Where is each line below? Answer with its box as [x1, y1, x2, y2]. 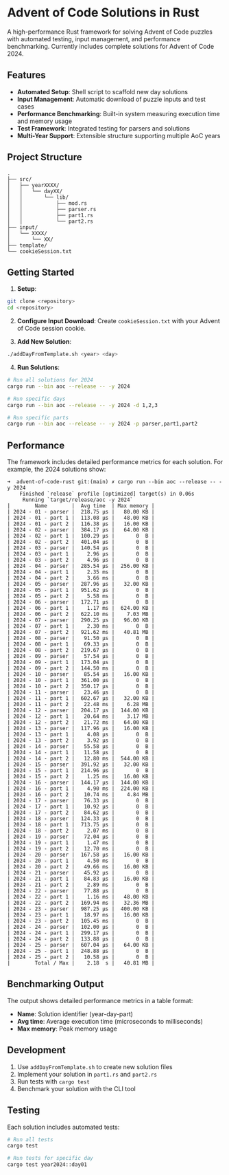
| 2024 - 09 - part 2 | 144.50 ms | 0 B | [7, 665, 155, 672]
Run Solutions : [16, 363, 60, 371]
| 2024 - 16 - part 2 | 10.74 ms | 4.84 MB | [7, 791, 155, 798]
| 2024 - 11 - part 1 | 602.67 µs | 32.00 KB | [7, 695, 155, 702]
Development [7, 1044, 67, 1056]
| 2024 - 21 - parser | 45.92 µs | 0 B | [7, 870, 155, 877]
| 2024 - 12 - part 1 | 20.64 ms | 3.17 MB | [7, 713, 155, 720]
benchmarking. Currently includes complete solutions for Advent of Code [7, 42, 215, 50]
